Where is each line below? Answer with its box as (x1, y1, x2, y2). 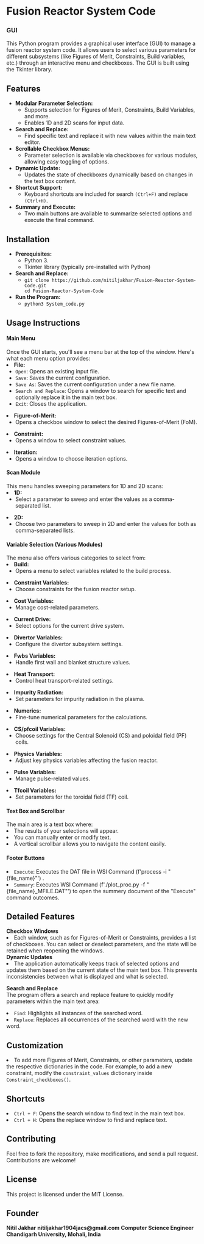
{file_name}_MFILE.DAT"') (6, 887, 72, 894)
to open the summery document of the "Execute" (72, 887, 196, 894)
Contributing (6, 1134, 56, 1145)
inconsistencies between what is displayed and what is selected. (6, 973, 169, 980)
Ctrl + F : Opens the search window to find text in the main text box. (14, 1109, 186, 1117)
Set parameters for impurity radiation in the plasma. (15, 696, 145, 703)
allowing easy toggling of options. (24, 158, 110, 165)
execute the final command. (24, 217, 94, 224)
